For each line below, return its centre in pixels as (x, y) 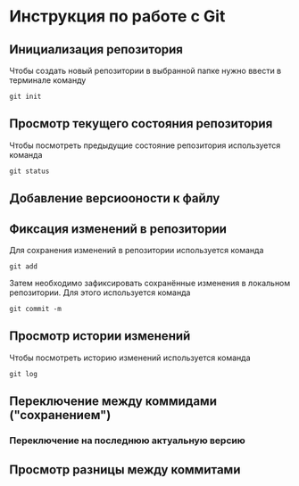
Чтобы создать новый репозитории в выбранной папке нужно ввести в (145, 70)
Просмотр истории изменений (100, 336)
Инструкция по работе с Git (117, 16)
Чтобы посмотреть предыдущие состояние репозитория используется (145, 145)
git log (24, 374)
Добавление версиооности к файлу (115, 198)
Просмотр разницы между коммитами (125, 470)
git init (25, 96)
